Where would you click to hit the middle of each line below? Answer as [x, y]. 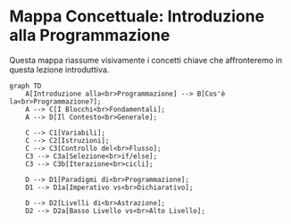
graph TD [25, 86]
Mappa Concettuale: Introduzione [137, 17]
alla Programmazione [90, 35]
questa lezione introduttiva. [59, 70]
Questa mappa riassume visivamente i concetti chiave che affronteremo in [146, 60]
